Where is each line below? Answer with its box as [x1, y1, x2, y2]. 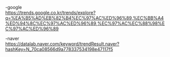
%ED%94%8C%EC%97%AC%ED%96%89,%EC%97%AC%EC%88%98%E [5, 20, 165, 26]
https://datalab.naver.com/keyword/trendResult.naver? [5, 41, 120, 47]
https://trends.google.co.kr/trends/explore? [5, 10, 96, 16]
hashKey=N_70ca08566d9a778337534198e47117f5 [5, 46, 113, 52]
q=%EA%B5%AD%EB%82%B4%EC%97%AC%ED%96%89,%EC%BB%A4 [5, 15, 164, 21]
